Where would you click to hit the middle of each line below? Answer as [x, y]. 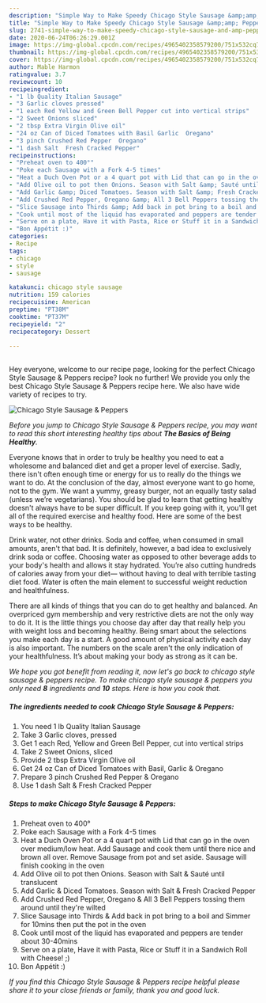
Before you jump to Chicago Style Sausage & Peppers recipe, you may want [133, 425]
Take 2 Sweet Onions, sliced [66, 752]
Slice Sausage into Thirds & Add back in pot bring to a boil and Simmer [135, 916]
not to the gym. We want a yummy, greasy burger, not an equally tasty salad [133, 491]
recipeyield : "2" [37, 324]
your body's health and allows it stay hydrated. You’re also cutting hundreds [133, 565]
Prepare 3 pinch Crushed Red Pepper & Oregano [99, 777]
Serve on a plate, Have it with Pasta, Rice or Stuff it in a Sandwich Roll [134, 950]
